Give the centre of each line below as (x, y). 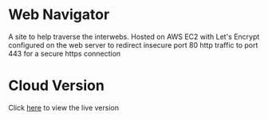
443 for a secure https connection (65, 53)
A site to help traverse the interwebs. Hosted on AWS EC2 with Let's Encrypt (134, 37)
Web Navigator (59, 15)
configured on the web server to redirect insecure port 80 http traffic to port (133, 45)
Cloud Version (57, 86)
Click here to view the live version (64, 107)
